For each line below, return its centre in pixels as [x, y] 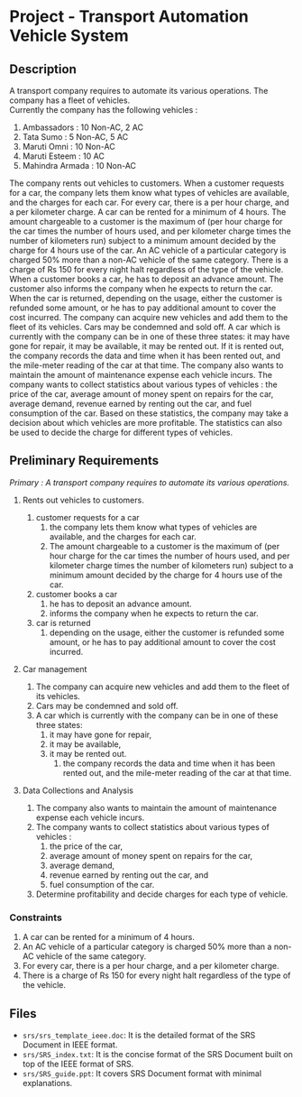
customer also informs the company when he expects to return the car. [141, 289]
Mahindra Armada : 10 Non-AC [79, 166]
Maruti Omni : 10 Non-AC [69, 147]
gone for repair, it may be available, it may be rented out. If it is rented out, [147, 346]
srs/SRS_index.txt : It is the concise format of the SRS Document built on [157, 1054]
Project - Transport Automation [129, 17]
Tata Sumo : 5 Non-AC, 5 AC [75, 137]
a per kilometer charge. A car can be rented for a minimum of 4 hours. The [148, 212]
